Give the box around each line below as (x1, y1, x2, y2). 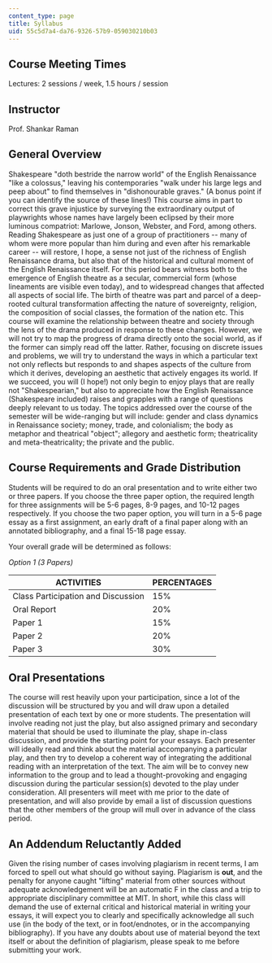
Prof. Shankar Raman (8, 124, 80, 134)
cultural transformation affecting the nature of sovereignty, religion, (32, 299, 257, 309)
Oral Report (12, 603, 57, 615)
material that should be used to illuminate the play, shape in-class (8, 727, 227, 737)
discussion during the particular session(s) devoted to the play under (8, 779, 240, 789)
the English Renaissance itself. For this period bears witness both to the (8, 264, 248, 274)
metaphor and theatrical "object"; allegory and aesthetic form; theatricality (8, 428, 258, 438)
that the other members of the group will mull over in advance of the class (8, 805, 256, 815)
